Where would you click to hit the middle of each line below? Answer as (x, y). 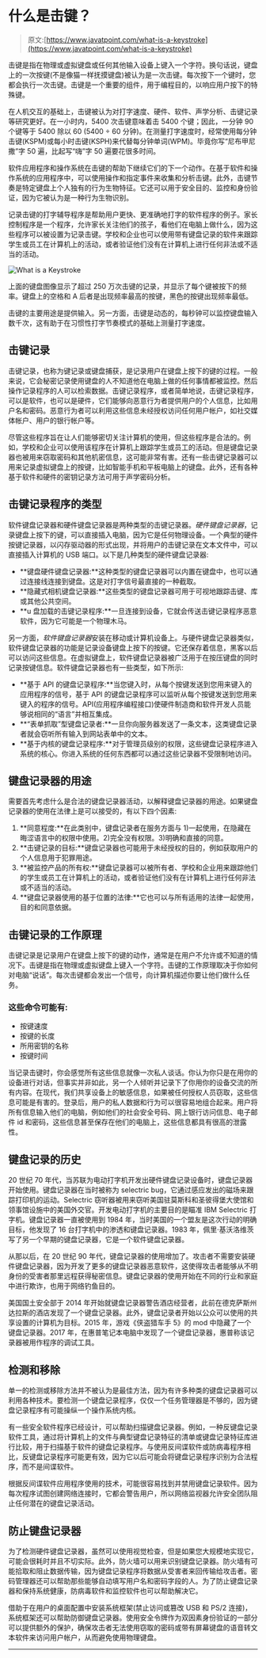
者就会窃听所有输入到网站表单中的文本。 (85, 734)
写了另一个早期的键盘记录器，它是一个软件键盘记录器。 (98, 1240)
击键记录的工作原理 (55, 934)
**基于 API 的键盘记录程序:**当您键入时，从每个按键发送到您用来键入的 (136, 684)
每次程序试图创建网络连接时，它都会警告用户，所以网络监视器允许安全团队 (129, 1493)
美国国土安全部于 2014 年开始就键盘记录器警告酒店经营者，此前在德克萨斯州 (133, 1303)
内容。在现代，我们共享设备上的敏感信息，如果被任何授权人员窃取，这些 (133, 1092)
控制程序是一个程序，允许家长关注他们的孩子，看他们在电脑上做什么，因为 (129, 224)
